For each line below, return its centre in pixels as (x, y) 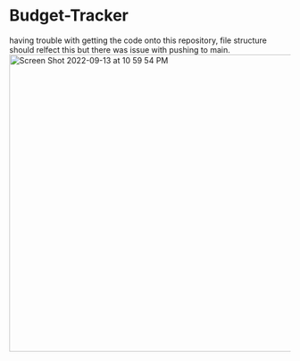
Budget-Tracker (69, 16)
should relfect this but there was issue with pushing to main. (120, 49)
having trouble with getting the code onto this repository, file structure (138, 40)
